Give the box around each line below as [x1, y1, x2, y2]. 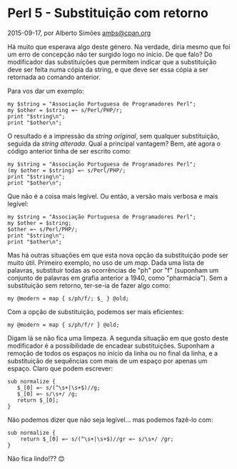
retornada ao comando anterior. [7, 73, 101, 81]
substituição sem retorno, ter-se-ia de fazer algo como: [7, 281, 171, 290]
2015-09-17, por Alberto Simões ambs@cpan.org [7, 29, 151, 37]
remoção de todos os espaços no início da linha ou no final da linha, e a [7, 348, 218, 358]
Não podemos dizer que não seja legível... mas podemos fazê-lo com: [7, 415, 213, 424]
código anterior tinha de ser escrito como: [7, 146, 131, 155]
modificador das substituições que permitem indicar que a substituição [7, 57, 217, 66]
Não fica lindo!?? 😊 [7, 454, 66, 463]
